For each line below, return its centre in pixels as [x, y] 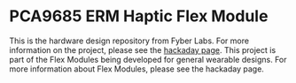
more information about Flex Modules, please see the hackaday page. [136, 69]
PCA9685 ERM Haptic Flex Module [139, 16]
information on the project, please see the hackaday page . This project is [143, 49]
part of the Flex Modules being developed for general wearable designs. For [148, 59]
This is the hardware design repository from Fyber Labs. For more [129, 41]
